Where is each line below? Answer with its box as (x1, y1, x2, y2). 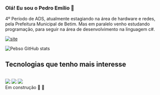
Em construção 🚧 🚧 (5, 85, 45, 91)
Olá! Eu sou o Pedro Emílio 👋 (5, 4, 74, 11)
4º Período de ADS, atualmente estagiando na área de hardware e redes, (5, 16, 155, 22)
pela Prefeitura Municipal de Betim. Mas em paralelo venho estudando (5, 21, 150, 27)
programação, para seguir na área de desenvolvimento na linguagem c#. (5, 26, 155, 32)
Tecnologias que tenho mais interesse (5, 60, 126, 69)
